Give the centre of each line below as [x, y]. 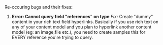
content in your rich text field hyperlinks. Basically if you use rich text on [85, 22]
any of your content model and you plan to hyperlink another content [81, 27]
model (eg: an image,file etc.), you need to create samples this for [79, 32]
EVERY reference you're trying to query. [52, 37]
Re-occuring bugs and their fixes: [39, 7]
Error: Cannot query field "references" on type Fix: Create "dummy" [82, 16]
